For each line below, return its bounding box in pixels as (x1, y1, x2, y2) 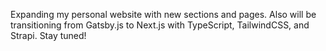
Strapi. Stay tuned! (10, 30, 87, 41)
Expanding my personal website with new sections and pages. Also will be (10, 9, 317, 20)
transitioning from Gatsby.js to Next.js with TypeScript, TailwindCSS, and (10, 19, 310, 31)
